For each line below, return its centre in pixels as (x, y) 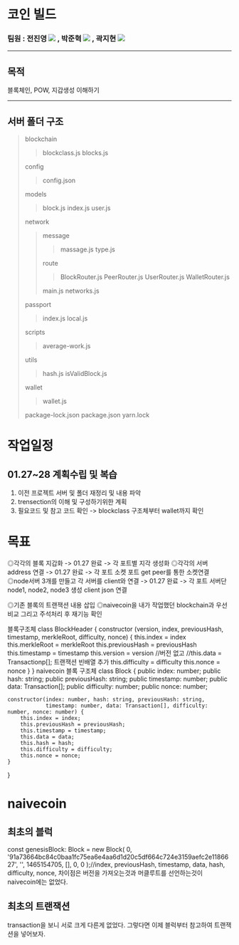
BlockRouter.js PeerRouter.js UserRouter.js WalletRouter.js (145, 277)
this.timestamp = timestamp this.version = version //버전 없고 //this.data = (115, 653)
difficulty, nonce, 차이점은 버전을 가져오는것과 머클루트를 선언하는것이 (105, 873)
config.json (59, 181)
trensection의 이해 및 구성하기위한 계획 (72, 502)
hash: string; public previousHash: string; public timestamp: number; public (117, 679)
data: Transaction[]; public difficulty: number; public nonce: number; (107, 686)
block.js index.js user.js (76, 208)
